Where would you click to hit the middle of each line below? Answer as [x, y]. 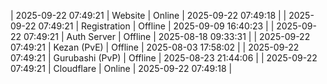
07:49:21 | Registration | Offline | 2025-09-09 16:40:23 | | [156, 26]
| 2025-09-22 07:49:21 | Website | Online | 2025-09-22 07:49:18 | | [148, 15]
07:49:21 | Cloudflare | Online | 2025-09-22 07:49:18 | [121, 68]
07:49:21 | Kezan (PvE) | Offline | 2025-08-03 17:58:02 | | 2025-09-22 [155, 47]
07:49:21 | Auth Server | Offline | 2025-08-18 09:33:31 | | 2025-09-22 [167, 36]
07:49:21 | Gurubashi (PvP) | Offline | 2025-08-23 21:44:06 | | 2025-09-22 [164, 58]
